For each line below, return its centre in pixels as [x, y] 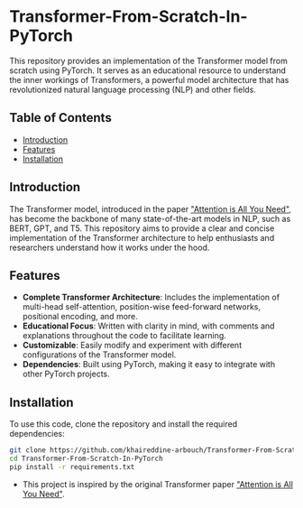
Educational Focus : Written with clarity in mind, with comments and [148, 326]
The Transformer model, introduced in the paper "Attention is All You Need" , [150, 208]
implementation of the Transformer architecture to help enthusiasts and [142, 237]
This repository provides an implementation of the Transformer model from [149, 60]
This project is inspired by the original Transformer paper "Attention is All [157, 484]
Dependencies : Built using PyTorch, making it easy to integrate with [149, 365]
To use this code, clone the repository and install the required [124, 424]
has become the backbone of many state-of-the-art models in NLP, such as [150, 218]
